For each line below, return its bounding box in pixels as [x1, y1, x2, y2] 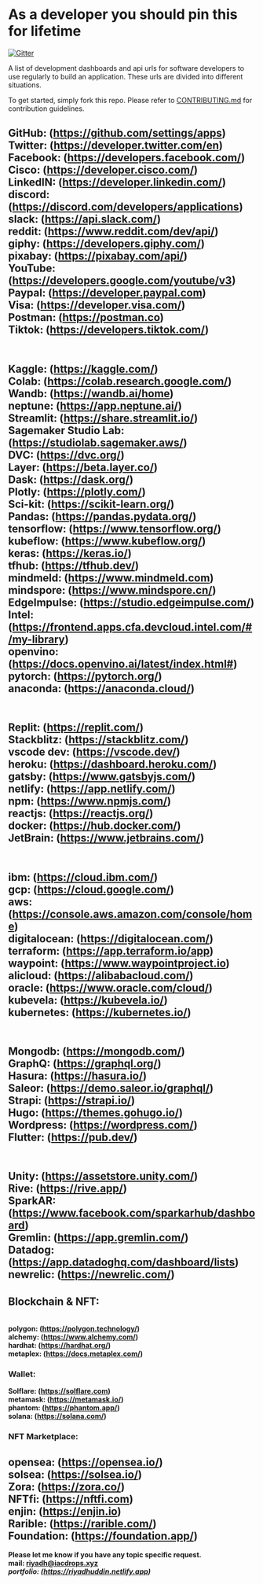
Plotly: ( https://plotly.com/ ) [8, 485, 147, 499]
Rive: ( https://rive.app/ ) [8, 1182, 127, 1195]
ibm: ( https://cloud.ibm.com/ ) [8, 871, 159, 884]
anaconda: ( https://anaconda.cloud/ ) [8, 682, 195, 695]
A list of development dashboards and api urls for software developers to [8, 63, 245, 72]
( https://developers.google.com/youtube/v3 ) [8, 274, 236, 288]
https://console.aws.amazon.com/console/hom [12, 907, 253, 921]
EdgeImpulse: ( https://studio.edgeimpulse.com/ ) [8, 595, 255, 609]
